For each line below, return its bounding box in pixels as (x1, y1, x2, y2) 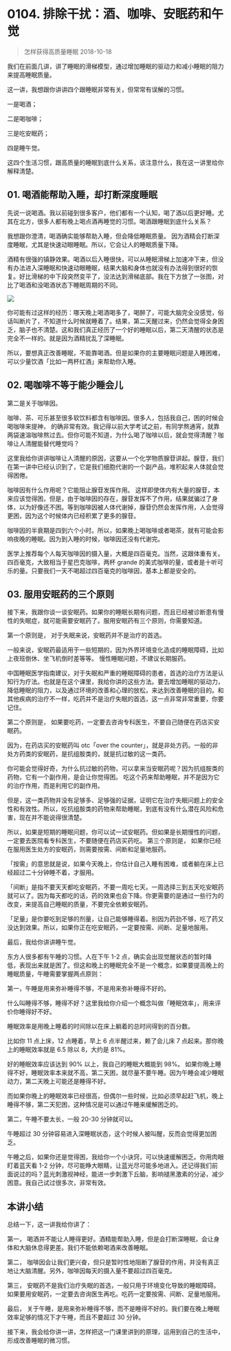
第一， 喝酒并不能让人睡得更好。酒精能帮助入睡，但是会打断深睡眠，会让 (7, 1235, 214, 1243)
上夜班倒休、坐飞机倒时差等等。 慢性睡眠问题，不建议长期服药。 (7, 655, 190, 663)
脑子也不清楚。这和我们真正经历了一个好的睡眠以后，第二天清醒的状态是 (19, 325, 224, 333)
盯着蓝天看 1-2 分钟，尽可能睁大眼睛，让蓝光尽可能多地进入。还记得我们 (7, 1161, 212, 1169)
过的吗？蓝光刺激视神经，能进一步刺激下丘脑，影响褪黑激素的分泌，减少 (19, 1170, 224, 1178)
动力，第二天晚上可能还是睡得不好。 (7, 1077, 110, 1086)
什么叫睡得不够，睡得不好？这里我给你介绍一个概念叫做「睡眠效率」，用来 (7, 999, 215, 1007)
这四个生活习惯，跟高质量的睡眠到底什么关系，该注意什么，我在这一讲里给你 (7, 158, 224, 166)
